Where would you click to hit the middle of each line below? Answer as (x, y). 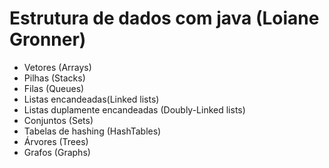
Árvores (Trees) (56, 141)
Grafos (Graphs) (57, 152)
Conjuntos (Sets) (58, 120)
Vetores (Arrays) (57, 67)
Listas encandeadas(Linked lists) (91, 99)
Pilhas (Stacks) (54, 78)
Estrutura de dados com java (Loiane (164, 18)
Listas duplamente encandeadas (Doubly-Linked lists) (134, 109)
